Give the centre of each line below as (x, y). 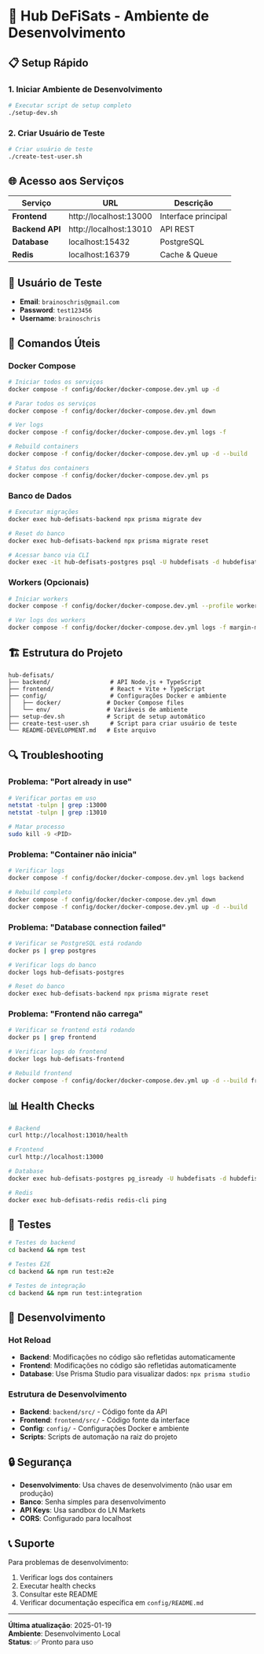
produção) (36, 1493)
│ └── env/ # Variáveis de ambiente (98, 709)
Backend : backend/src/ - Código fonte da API (93, 1412)
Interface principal (194, 216)
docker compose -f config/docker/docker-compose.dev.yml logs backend (126, 878)
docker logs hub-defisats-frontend (66, 1059)
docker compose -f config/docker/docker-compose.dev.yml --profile (121, 606)
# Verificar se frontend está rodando (71, 1031)
